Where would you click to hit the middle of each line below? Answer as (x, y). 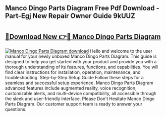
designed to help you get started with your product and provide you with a (81, 61)
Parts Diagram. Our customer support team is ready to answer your (74, 104)
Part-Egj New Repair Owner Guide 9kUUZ (70, 16)
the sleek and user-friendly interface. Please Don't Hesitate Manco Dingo (80, 99)
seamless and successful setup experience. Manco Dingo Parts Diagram (79, 83)
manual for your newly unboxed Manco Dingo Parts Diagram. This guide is (81, 56)
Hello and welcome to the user (121, 51)
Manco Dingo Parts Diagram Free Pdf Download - (82, 8)
